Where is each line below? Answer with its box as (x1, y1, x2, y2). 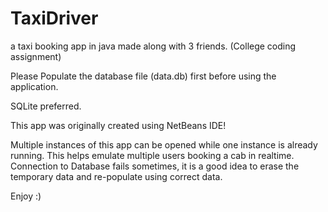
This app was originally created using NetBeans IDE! (10, 119, 227, 131)
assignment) (10, 50, 62, 62)
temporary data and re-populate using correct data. (10, 170, 223, 182)
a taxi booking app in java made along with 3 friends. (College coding (10, 40, 297, 52)
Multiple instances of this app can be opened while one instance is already (10, 138, 318, 151)
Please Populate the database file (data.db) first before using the (10, 70, 277, 82)
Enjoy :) (10, 190, 42, 202)
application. (10, 80, 59, 92)
